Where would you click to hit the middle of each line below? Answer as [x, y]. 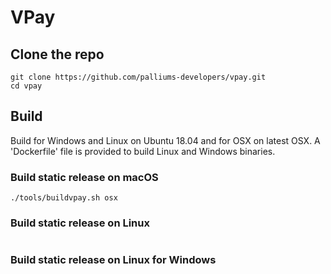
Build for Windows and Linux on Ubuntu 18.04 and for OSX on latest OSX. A [165, 140]
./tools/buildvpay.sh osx [64, 198]
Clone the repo [57, 54]
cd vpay [26, 86]
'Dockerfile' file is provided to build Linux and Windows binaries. [143, 151]
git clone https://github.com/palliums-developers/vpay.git [138, 77]
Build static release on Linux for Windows [113, 260]
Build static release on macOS [84, 177]
